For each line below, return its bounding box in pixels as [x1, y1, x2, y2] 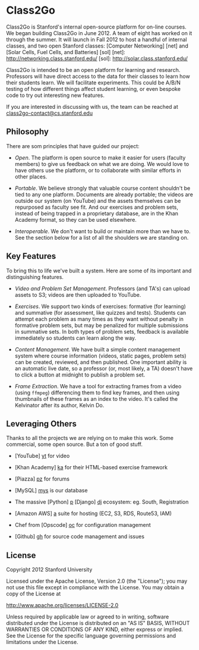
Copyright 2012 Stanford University [6, 566, 93, 573]
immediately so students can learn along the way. [14, 334, 137, 341]
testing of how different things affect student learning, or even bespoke [6, 85, 181, 92]
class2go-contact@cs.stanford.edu [6, 109, 93, 117]
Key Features [6, 251, 56, 262]
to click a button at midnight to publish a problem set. [14, 371, 146, 378]
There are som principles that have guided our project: [6, 142, 140, 149]
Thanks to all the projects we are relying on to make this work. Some [6, 435, 174, 442]
